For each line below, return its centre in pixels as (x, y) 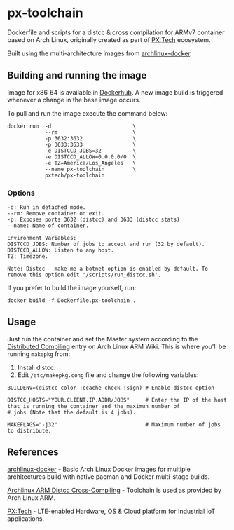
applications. (26, 518)
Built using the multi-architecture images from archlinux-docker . (100, 53)
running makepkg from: (39, 354)
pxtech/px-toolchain (75, 175)
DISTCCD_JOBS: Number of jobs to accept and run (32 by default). (106, 244)
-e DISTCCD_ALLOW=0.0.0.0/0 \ (90, 157)
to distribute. (29, 430)
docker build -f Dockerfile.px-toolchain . (72, 301)
